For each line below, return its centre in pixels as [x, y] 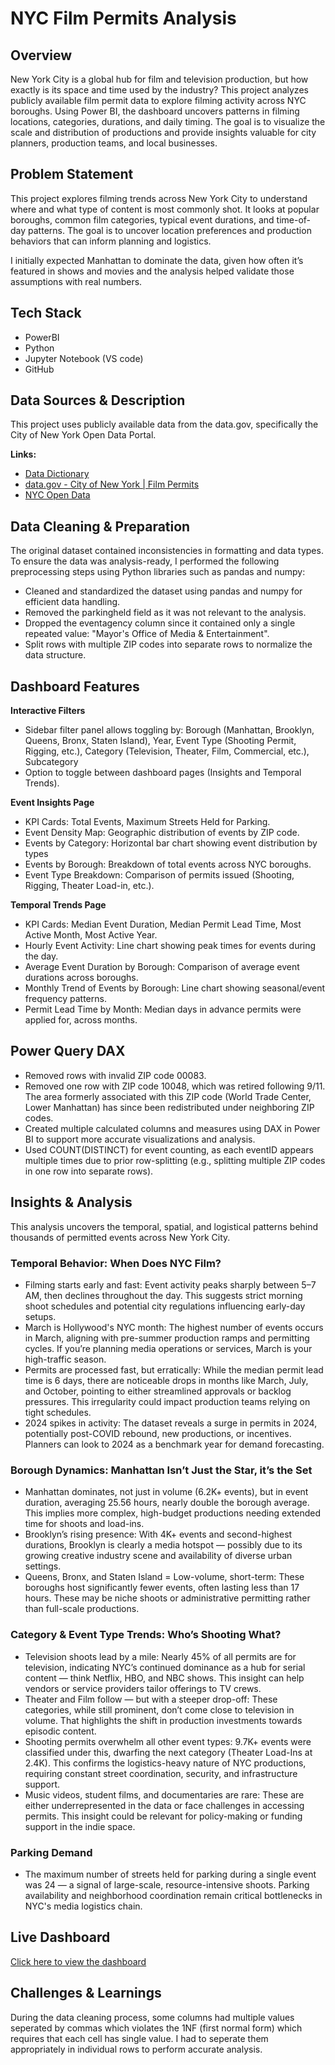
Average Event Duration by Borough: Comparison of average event [162, 967]
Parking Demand [51, 1852]
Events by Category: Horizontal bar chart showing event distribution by [171, 843]
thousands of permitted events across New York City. [120, 1237]
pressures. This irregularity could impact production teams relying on [167, 1401]
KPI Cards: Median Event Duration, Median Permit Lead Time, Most [163, 924]
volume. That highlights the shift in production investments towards [163, 1720]
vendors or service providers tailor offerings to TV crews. [143, 1688]
